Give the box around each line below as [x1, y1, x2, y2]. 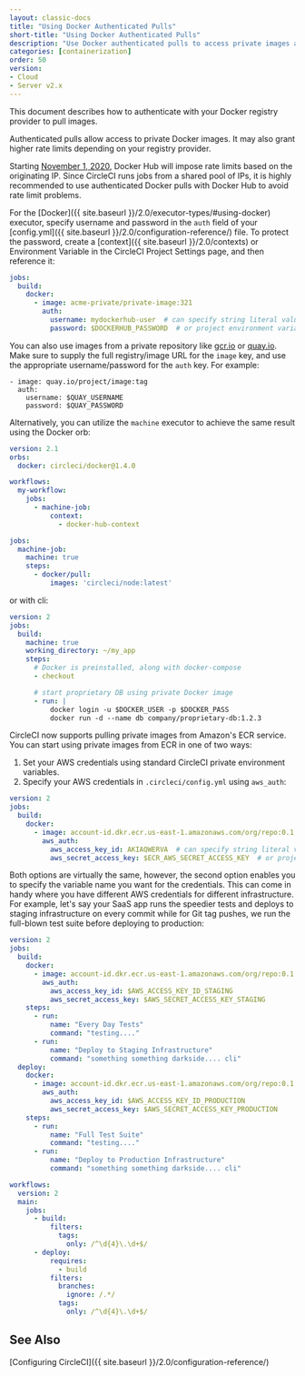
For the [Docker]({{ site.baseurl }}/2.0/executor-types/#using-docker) [9, 206, 271, 218]
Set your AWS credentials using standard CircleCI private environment [22, 757, 286, 768]
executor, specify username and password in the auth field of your [9, 216, 259, 227]
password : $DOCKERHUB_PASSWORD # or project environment [49, 324, 274, 333]
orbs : [9, 452, 30, 462]
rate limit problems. [9, 189, 82, 200]
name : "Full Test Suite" [49, 1130, 144, 1140]
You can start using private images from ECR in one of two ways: [9, 739, 252, 750]
